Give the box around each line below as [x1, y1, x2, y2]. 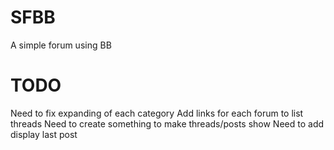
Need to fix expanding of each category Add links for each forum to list [10, 107, 304, 119]
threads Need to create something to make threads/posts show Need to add [10, 117, 325, 130]
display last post [10, 128, 78, 140]
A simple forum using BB [10, 39, 112, 51]
